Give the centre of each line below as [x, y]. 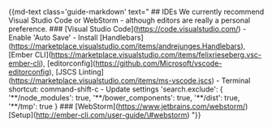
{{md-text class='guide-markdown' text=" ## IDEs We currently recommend [136, 12]
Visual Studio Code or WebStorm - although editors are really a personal [129, 20]
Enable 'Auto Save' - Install [53, 37]
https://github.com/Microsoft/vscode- [159, 63]
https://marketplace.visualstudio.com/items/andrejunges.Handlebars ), [128, 46]
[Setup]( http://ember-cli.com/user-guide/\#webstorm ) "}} [105, 115]
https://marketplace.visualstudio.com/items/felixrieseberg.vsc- [156, 55]
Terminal [236, 81]
